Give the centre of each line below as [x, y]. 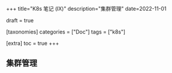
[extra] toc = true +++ [33, 43]
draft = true [20, 20]
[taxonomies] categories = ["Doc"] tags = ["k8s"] [66, 32]
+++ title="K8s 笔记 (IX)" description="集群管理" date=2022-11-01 [86, 9]
